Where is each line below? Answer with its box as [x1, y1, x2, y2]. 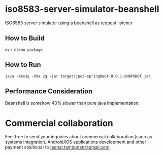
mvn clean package [5, 47, 43, 52]
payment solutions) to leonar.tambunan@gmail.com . [5, 144, 111, 150]
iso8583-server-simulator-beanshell [5, 3, 160, 15]
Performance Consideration [5, 87, 93, 95]
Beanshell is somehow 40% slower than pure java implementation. [5, 100, 140, 106]
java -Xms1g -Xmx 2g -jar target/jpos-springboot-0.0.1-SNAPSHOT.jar [5, 74, 151, 78]
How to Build [5, 34, 45, 42]
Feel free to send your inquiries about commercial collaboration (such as [5, 134, 152, 140]
